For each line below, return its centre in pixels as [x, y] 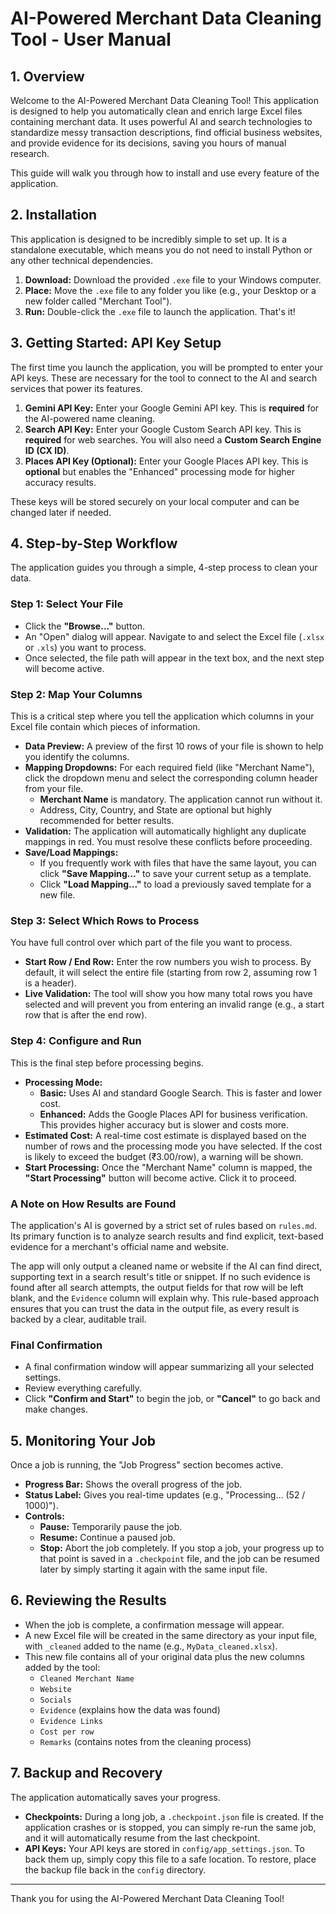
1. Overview [47, 76]
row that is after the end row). [86, 1015]
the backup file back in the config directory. [115, 1869]
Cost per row [67, 1732]
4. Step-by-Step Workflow [94, 543]
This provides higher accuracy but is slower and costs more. [164, 1124]
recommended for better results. [107, 821]
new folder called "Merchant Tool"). [98, 301]
